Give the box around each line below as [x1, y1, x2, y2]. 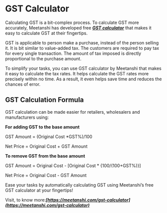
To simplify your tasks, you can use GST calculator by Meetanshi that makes [5, 65, 162, 71]
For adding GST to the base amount [5, 124, 80, 130]
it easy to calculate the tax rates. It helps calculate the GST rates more [5, 70, 149, 76]
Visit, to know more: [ [5, 197, 48, 203]
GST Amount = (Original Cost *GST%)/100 [5, 133, 93, 140]
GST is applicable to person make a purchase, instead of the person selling [5, 39, 159, 45]
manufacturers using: [5, 114, 49, 120]
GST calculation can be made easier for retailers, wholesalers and [5, 109, 140, 115]
